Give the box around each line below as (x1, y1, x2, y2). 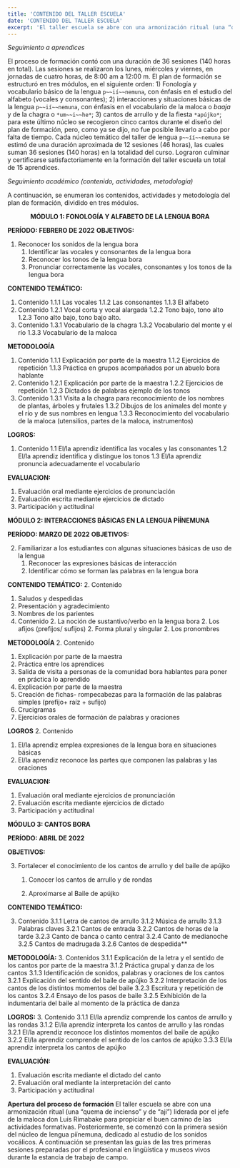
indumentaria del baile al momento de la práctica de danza (7, 999, 180, 1007)
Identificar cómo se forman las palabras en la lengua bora (28, 567, 199, 575)
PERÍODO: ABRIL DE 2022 (7, 834, 85, 842)
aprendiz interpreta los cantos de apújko (7, 1043, 126, 1052)
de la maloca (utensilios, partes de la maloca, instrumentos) (17, 417, 194, 426)
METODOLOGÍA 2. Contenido (7, 638, 94, 647)
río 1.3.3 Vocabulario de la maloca (17, 328, 118, 337)
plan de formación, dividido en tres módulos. (7, 198, 139, 207)
